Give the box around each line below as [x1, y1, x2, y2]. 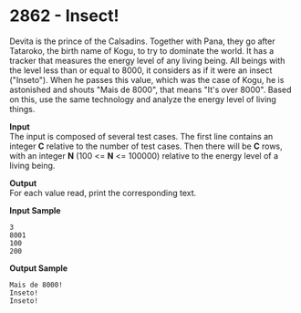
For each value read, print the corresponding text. [9, 187, 197, 198]
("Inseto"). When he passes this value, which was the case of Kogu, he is [9, 74, 285, 85]
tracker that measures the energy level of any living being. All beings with [9, 55, 285, 66]
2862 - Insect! [9, 5, 119, 26]
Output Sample [9, 262, 68, 274]
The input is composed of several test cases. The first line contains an [9, 130, 274, 141]
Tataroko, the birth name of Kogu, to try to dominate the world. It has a [9, 45, 275, 56]
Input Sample [9, 204, 61, 215]
